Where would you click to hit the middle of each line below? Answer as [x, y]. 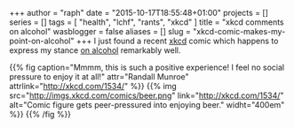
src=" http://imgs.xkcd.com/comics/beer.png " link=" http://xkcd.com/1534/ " [147, 95]
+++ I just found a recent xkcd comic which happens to [177, 41]
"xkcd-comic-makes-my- [239, 31]
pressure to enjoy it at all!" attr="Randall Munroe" [99, 77]
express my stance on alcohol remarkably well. [95, 50]
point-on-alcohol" [42, 41]
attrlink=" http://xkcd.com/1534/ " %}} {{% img [93, 86]
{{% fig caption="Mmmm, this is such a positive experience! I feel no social [147, 67]
